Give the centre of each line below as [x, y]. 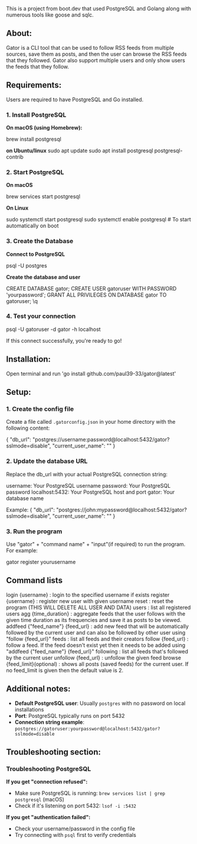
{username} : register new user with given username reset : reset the [90, 601]
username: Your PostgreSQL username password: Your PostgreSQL [88, 485]
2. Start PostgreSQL [35, 172]
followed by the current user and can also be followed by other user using [96, 632]
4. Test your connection [41, 316]
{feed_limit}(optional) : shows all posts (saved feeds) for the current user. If [97, 664]
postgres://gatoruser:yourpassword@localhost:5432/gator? [87, 729]
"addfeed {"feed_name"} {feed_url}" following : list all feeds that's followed [97, 651]
